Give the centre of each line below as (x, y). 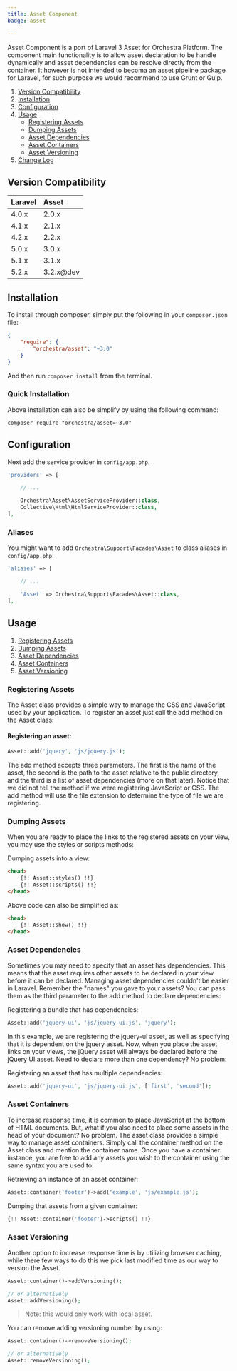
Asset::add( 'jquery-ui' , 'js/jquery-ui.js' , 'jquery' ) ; (92, 1023)
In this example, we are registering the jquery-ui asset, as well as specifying (118, 1036)
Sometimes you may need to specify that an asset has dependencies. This (116, 965)
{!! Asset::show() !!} (54, 925)
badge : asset (27, 21)
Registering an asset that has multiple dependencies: (85, 1073)
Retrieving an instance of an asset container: (73, 1179)
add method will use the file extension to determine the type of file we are (116, 795)
